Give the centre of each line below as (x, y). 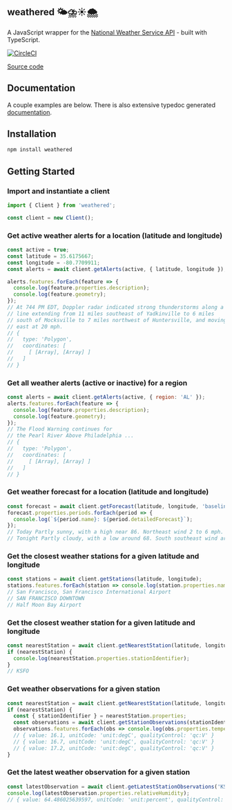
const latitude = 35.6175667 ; (51, 256)
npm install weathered (40, 150)
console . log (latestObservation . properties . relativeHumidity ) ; (98, 793)
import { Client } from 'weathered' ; (61, 205)
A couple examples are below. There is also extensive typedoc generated (112, 105)
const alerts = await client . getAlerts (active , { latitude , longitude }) (116, 269)
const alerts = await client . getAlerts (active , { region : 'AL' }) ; (106, 397)
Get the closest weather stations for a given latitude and (103, 556)
